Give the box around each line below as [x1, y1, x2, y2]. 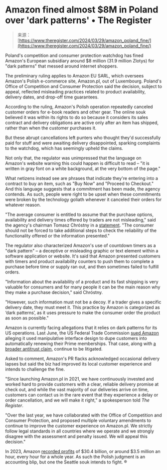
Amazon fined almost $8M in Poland [5, 4, 159, 15]
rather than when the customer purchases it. [5, 124, 97, 131]
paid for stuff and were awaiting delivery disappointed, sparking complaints [5, 139, 161, 146]
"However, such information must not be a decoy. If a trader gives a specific [5, 299, 162, 305]
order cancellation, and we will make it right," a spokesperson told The [5, 397, 150, 403]
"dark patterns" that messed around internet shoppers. [5, 63, 118, 69]
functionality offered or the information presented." [5, 232, 110, 238]
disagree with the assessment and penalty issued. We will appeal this [5, 433, 148, 439]
